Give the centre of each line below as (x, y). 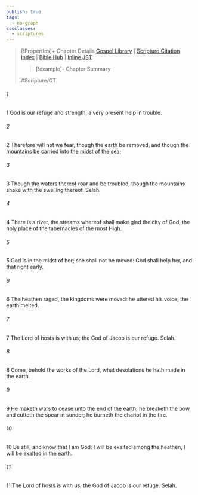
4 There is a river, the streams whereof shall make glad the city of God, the (98, 222)
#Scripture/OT (38, 81)
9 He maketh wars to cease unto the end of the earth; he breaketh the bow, (98, 408)
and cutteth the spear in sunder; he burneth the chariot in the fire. (87, 415)
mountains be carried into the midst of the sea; (64, 151)
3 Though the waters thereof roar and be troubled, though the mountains (96, 184)
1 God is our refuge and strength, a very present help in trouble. (84, 113)
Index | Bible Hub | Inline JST (56, 57)
